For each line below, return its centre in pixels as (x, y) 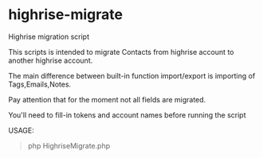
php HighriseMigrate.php (69, 145)
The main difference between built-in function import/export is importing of (132, 75)
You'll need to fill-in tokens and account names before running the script (127, 115)
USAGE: (21, 130)
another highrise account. (51, 60)
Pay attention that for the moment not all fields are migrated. (107, 99)
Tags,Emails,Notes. (40, 84)
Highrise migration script (49, 37)
